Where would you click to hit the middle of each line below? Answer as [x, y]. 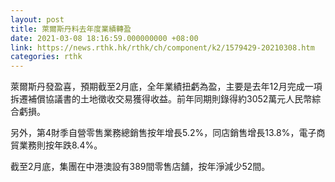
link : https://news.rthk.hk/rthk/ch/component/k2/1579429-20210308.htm [162, 47]
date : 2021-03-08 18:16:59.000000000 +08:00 [104, 38]
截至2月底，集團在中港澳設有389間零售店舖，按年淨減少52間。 [140, 167]
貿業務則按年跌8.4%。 [56, 145]
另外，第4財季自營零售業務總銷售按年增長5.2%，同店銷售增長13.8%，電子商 [168, 133]
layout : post [37, 19]
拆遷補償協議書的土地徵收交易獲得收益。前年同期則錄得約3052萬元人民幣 [161, 99]
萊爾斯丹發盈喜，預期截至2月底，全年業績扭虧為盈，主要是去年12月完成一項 [166, 87]
